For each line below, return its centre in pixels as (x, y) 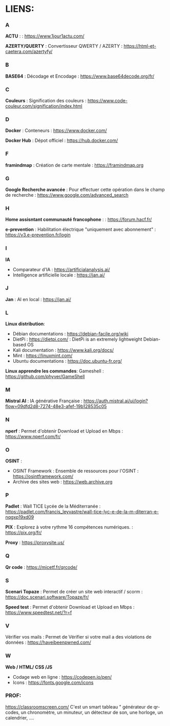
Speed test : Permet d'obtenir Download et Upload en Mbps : (70, 607)
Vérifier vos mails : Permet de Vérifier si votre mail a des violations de (79, 637)
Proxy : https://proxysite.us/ (35, 543)
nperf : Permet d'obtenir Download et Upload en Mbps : (64, 431)
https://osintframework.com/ (43, 476)
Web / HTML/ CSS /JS (29, 667)
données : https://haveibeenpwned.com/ (48, 642)
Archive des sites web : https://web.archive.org (62, 482)
